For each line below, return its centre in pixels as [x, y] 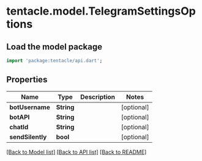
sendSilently [28, 137]
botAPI [20, 117]
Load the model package [54, 47]
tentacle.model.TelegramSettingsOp [101, 11]
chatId [19, 127]
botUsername [30, 107]
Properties [27, 80]
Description [98, 97]
